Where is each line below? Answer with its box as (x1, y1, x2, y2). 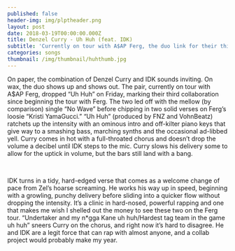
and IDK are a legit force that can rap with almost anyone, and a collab (7, 228, 210, 236)
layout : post (7, 23, 45, 30)
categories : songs (7, 50, 61, 57)
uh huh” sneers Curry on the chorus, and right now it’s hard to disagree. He (7, 221, 224, 229)
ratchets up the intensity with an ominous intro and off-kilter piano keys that (7, 120, 226, 128)
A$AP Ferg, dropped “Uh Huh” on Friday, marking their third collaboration (7, 89, 219, 98)
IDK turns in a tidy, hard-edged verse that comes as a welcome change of (7, 176, 220, 185)
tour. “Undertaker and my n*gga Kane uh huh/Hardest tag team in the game (7, 213, 225, 222)
